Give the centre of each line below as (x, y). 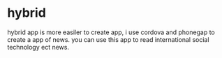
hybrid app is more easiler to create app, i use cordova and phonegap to (111, 32)
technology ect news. (38, 47)
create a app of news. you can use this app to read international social (108, 39)
